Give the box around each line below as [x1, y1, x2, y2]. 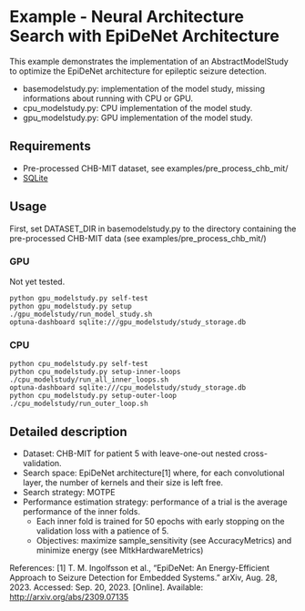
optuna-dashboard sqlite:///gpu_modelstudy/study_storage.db [9, 317, 247, 327]
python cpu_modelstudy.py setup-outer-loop [9, 392, 178, 401]
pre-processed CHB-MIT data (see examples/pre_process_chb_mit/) [9, 232, 267, 243]
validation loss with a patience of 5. [36, 525, 169, 536]
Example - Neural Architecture [9, 6, 244, 27]
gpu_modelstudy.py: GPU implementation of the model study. [22, 112, 253, 123]
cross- [242, 448, 269, 459]
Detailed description [9, 423, 127, 439]
